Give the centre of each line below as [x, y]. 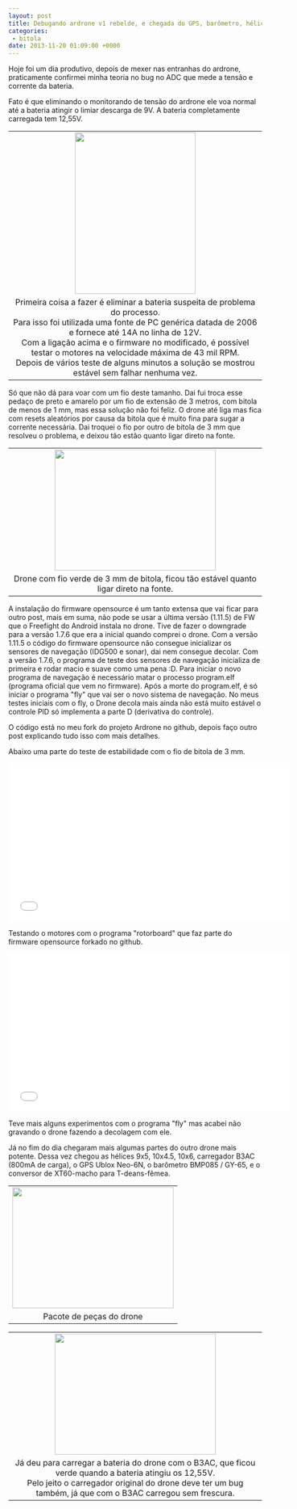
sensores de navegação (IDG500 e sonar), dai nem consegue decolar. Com [134, 652]
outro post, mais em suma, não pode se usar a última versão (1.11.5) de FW [132, 618]
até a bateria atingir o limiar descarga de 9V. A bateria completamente [124, 111]
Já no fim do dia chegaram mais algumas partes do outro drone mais [123, 1148]
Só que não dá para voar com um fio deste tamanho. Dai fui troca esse [126, 393]
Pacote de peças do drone [93, 1317]
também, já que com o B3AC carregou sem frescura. [135, 1493]
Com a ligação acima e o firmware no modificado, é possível [135, 342]
